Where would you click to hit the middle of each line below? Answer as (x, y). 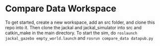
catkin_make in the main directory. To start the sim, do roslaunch (71, 33)
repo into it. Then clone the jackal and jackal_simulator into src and (73, 27)
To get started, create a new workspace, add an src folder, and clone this (80, 22)
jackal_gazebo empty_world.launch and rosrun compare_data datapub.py (79, 38)
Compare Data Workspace (61, 9)
